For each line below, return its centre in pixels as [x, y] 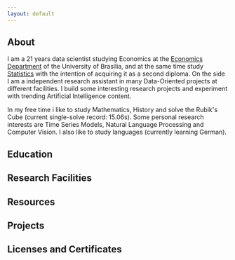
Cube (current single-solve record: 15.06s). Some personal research [106, 117]
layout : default [31, 14]
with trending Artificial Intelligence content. [69, 96]
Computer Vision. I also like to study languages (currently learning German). [117, 132]
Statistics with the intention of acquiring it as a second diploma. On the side [116, 74]
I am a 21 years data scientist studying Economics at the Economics [105, 59]
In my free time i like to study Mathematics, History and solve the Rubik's [113, 110]
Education [30, 154]
